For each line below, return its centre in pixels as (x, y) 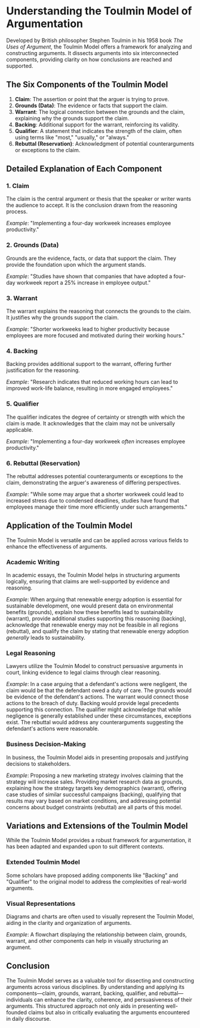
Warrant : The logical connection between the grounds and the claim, (100, 111)
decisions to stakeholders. (39, 764)
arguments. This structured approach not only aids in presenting (85, 1006)
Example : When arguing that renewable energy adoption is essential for (94, 600)
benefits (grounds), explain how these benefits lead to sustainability (90, 612)
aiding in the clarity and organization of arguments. (69, 923)
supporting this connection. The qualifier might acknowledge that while (94, 710)
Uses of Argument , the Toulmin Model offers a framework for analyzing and (99, 47)
